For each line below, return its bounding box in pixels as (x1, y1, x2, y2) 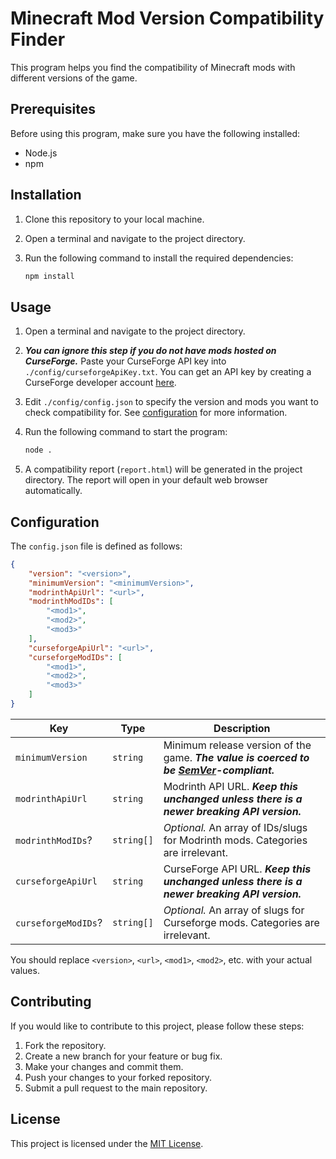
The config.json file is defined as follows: (10, 540, 183, 552)
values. (10, 964, 40, 976)
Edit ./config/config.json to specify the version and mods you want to (24, 396, 319, 408)
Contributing (10, 993, 92, 1011)
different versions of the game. (10, 72, 138, 84)
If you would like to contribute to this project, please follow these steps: (10, 1020, 305, 1032)
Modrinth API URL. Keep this (163, 779, 298, 793)
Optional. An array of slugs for (163, 903, 305, 917)
